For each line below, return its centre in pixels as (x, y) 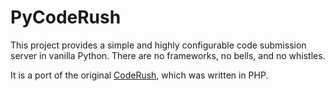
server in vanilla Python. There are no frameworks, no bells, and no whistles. (168, 55)
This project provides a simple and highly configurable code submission (158, 45)
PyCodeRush (66, 17)
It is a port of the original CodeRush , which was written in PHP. (139, 75)
